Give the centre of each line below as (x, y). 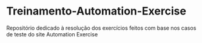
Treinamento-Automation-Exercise (96, 11)
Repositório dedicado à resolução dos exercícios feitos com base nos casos (101, 28)
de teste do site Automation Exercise (52, 34)
